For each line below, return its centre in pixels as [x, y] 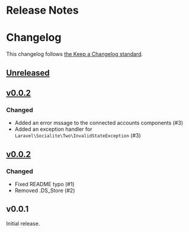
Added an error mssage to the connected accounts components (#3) [99, 123]
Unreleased [28, 73]
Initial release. [23, 223]
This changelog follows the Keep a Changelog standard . [75, 54]
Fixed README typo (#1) [45, 184]
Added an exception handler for [54, 129]
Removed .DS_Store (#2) [45, 190]
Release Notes [42, 10]
